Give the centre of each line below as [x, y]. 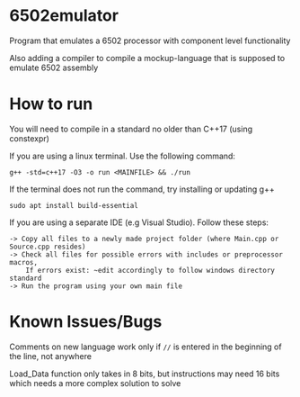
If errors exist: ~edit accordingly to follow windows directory [150, 270]
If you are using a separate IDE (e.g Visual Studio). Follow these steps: [139, 222]
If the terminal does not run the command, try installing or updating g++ [142, 189]
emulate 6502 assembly [54, 68]
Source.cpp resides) [48, 247]
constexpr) [29, 138]
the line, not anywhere [51, 356]
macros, [24, 262]
